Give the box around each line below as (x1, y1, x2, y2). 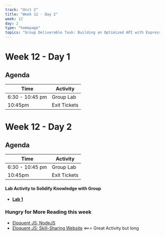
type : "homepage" (5, 26, 41, 30)
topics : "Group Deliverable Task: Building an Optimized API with (5, 30, 144, 35)
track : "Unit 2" (5, 7, 38, 12)
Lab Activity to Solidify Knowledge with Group (5, 185, 102, 191)
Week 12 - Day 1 (5, 51, 70, 62)
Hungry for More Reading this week (5, 208, 92, 215)
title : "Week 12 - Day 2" (5, 12, 58, 17)
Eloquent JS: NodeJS (12, 220, 55, 226)
